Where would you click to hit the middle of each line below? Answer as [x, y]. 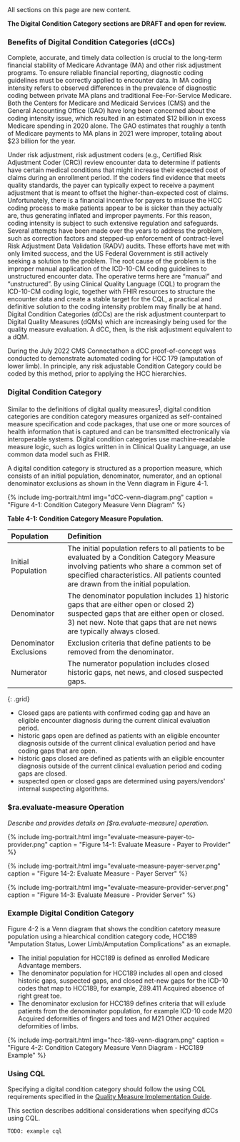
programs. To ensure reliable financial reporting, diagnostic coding [105, 73]
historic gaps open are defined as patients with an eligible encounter [119, 736]
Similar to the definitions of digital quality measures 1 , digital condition [109, 409]
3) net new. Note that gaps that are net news [142, 623]
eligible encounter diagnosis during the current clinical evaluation [114, 721]
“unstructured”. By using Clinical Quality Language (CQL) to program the [114, 284]
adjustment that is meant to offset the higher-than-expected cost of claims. [118, 193]
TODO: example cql [35, 1131]
